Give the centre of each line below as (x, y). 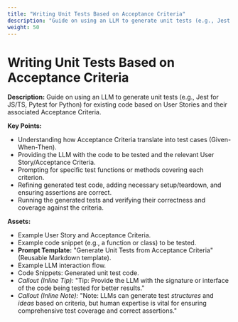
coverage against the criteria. (61, 208)
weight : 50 (23, 27)
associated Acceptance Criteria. (54, 112)
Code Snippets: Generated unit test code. (79, 273)
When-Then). (37, 147)
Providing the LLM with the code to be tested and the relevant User (116, 155)
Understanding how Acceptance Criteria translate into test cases (112, 140)
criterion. (31, 178)
